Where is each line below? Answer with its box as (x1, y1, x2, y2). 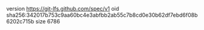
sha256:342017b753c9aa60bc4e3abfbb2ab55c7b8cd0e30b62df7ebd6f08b (6, 11, 198, 19)
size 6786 (35, 18, 61, 25)
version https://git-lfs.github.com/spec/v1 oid (6, 5, 120, 12)
